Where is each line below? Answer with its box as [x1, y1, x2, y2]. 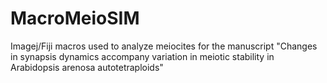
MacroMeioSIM [10, 7, 140, 30]
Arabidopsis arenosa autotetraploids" [10, 61, 164, 73]
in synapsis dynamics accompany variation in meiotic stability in [10, 50, 275, 62]
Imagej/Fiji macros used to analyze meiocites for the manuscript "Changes [10, 40, 318, 52]
